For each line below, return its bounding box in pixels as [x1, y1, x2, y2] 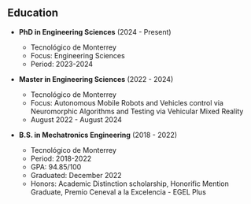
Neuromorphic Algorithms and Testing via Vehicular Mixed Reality [30, 106, 244, 116]
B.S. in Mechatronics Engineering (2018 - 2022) [18, 130, 178, 139]
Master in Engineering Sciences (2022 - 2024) [18, 74, 174, 83]
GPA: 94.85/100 [30, 161, 82, 172]
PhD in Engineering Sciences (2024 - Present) [18, 27, 172, 36]
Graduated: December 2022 [30, 170, 123, 180]
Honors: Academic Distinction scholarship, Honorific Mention [30, 179, 230, 188]
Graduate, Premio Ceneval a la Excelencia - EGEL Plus [30, 187, 206, 196]
